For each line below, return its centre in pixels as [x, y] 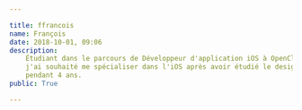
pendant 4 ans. [54, 76]
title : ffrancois [42, 25]
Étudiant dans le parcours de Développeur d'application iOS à [147, 59]
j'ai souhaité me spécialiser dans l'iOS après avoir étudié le [148, 67]
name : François [38, 34]
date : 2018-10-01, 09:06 [56, 42]
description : [34, 50]
